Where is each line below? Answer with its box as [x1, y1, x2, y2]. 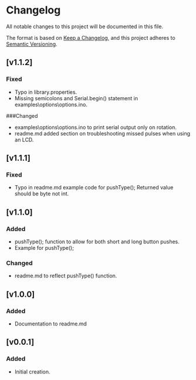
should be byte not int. [14, 190, 69, 197]
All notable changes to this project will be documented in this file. [6, 23, 164, 30]
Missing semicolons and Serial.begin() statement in [14, 94, 139, 101]
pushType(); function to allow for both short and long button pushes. [14, 238, 180, 245]
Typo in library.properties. [14, 89, 77, 96]
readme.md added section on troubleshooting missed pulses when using [14, 130, 191, 137]
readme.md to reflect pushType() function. [14, 272, 117, 279]
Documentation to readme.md [14, 320, 87, 327]
